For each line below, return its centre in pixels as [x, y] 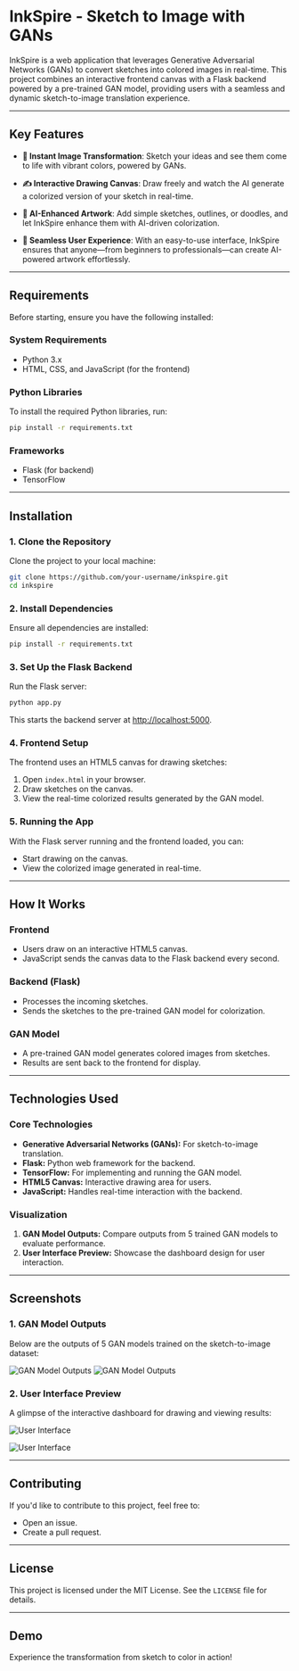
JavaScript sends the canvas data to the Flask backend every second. [151, 959]
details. [23, 1600]
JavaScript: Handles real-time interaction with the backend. [132, 1191]
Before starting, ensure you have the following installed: [111, 317]
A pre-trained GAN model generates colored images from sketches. [146, 1053]
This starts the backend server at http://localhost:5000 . [110, 720]
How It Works [48, 904]
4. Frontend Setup [49, 743]
